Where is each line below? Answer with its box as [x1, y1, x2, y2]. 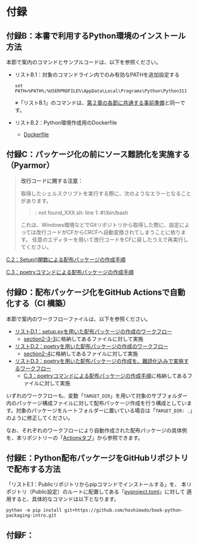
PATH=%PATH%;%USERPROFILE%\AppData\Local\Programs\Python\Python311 [14, 88, 187, 94]
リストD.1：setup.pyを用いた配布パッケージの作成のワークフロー [14, 328, 173, 335]
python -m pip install [6, 507, 62, 514]
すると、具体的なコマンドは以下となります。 [11, 495, 119, 502]
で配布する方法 [6, 464, 61, 474]
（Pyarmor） [6, 161, 54, 171]
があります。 [20, 197, 52, 204]
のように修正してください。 [6, 414, 74, 421]
